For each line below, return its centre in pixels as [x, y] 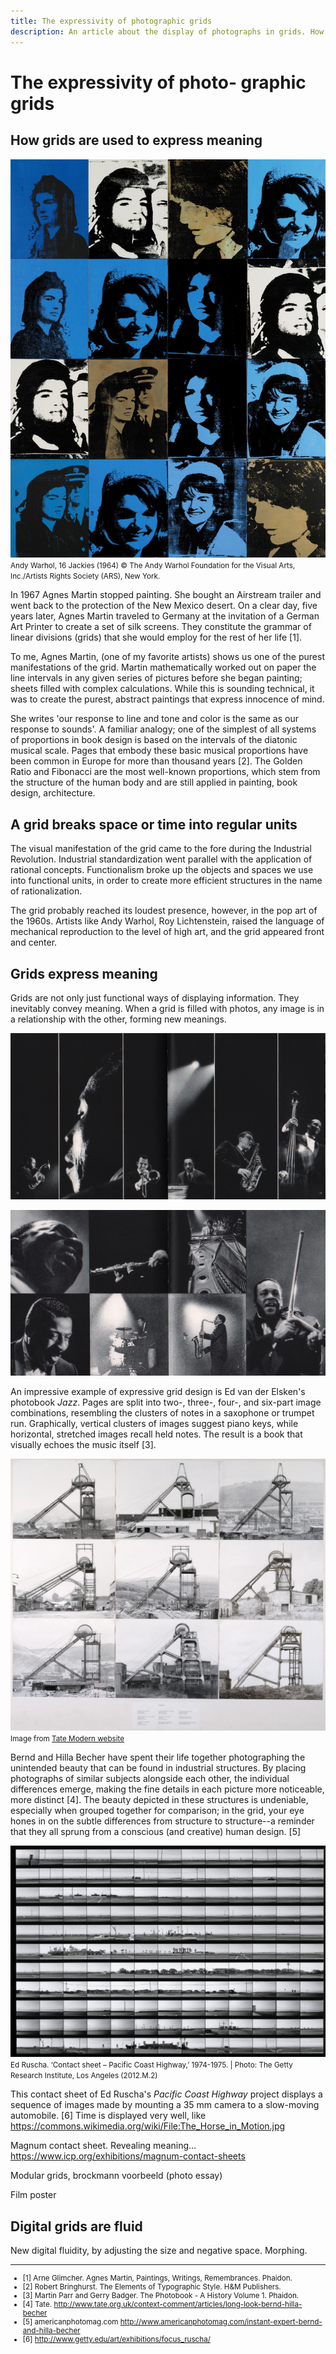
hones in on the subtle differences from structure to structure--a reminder [162, 1821]
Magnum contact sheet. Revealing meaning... [103, 2146]
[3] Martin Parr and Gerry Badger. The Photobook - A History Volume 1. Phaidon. [161, 2296]
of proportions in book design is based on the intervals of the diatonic [154, 740]
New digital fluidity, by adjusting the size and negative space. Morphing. [159, 2251]
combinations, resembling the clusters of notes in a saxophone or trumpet [162, 1413]
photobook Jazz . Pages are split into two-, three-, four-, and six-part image [166, 1402]
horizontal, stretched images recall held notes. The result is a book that [156, 1434]
